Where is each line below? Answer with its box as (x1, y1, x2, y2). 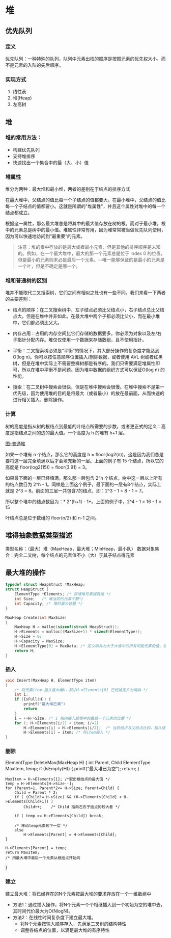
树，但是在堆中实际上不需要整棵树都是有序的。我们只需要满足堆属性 (12, 360, 156, 367)
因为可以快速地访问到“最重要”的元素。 (5, 233, 85, 240)
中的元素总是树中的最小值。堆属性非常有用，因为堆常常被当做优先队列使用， (5, 227, 166, 233)
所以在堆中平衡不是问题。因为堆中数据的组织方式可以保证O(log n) (21, 367, 159, 373)
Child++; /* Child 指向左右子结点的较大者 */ (23, 804, 120, 810)
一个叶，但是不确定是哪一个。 (17, 263, 80, 269)
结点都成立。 (5, 210, 32, 216)
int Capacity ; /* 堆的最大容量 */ (14, 601, 83, 606)
